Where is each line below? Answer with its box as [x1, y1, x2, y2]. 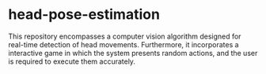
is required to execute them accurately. [8, 57, 136, 66]
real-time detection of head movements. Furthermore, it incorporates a [8, 39, 239, 49]
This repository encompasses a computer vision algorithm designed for [8, 31, 241, 41]
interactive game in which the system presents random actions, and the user [8, 48, 258, 57]
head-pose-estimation [8, 6, 161, 24]
